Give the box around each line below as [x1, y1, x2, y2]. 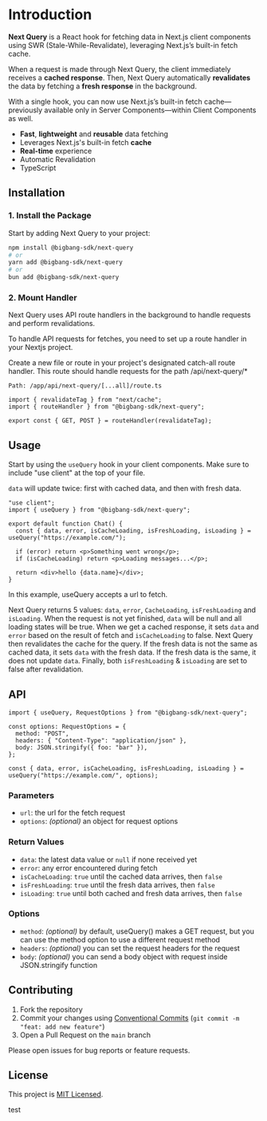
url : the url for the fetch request [19, 808, 126, 818]
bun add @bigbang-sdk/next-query [8, 273, 120, 281]
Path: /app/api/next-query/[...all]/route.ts [8, 382, 162, 390]
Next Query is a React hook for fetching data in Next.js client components [8, 32, 251, 41]
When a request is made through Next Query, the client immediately [8, 64, 231, 73]
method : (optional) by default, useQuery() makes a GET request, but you [19, 926, 255, 936]
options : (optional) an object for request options [19, 816, 179, 826]
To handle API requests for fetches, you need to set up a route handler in [8, 334, 247, 344]
